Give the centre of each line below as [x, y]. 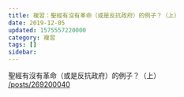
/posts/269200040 [39, 84]
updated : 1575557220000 [47, 30]
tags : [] [23, 45]
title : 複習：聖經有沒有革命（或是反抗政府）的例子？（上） [94, 15]
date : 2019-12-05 [37, 23]
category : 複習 [32, 37]
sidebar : [23, 52]
